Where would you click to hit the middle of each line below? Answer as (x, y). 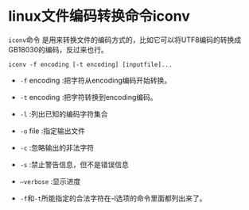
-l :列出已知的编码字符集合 (64, 114)
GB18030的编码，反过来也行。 (58, 49)
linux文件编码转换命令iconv (99, 16)
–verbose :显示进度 (50, 181)
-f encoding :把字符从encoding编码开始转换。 (95, 80)
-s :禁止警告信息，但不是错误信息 (74, 164)
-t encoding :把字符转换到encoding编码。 (88, 97)
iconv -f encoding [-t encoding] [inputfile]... (90, 64)
